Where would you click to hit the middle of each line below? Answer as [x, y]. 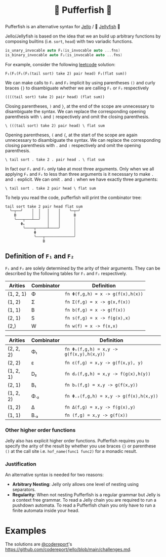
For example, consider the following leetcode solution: [60, 64]
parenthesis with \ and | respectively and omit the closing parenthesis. [77, 117]
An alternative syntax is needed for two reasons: [54, 475]
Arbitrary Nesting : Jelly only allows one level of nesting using [75, 484]
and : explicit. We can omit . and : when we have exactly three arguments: [82, 179]
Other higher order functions [40, 430]
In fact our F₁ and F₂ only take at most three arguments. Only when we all [80, 169]
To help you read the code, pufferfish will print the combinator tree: [74, 198]
